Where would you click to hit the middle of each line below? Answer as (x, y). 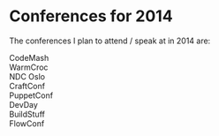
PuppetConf (31, 95)
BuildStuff (27, 114)
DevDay (23, 104)
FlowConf (27, 123)
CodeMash (29, 57)
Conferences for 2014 (91, 16)
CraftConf (27, 86)
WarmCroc (29, 67)
